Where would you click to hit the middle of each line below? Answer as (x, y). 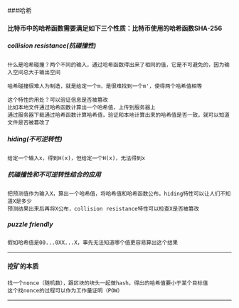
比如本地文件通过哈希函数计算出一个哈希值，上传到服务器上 (81, 107)
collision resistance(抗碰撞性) (52, 46)
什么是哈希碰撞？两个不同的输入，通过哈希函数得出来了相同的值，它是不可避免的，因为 (116, 65)
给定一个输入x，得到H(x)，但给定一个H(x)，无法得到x (76, 158)
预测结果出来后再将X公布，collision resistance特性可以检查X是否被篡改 (103, 208)
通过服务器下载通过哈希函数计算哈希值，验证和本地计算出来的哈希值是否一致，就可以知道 (118, 115)
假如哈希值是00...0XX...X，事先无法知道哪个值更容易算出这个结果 (93, 243)
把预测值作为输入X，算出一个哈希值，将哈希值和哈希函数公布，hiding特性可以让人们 (114, 193)
